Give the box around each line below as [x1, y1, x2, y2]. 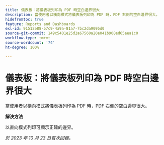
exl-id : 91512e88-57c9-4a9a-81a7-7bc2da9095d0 [5, 26, 105, 31]
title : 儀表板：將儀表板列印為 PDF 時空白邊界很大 [5, 7, 100, 13]
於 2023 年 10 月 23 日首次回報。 [5, 134, 73, 141]
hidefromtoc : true [5, 17, 44, 22]
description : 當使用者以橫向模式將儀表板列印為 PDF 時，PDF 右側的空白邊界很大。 [5, 12, 160, 17]
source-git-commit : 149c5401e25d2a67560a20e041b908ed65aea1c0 [5, 31, 138, 36]
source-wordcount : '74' [5, 40, 55, 45]
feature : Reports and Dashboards [5, 21, 75, 27]
